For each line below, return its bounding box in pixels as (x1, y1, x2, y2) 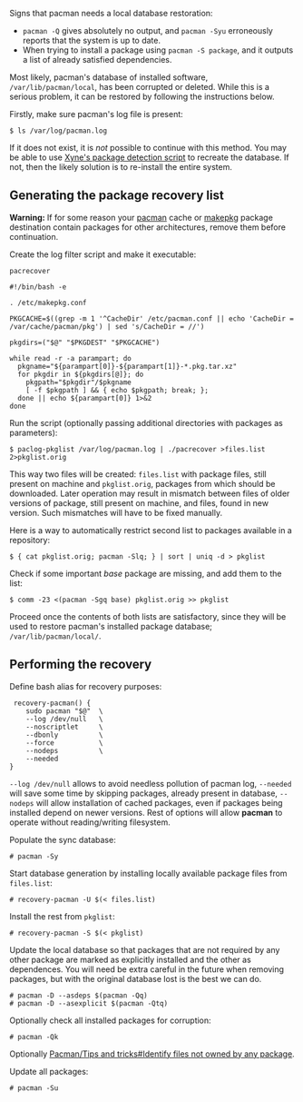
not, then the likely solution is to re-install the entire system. (9, 162, 233, 172)
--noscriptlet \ (25, 722, 103, 731)
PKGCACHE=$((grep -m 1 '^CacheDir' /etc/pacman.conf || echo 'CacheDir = (9, 313, 295, 323)
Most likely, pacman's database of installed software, (9, 72, 209, 83)
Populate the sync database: (9, 834, 116, 845)
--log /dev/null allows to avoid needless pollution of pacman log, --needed (9, 778, 292, 789)
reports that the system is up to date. (22, 35, 161, 45)
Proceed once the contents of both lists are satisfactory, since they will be (9, 611, 287, 621)
